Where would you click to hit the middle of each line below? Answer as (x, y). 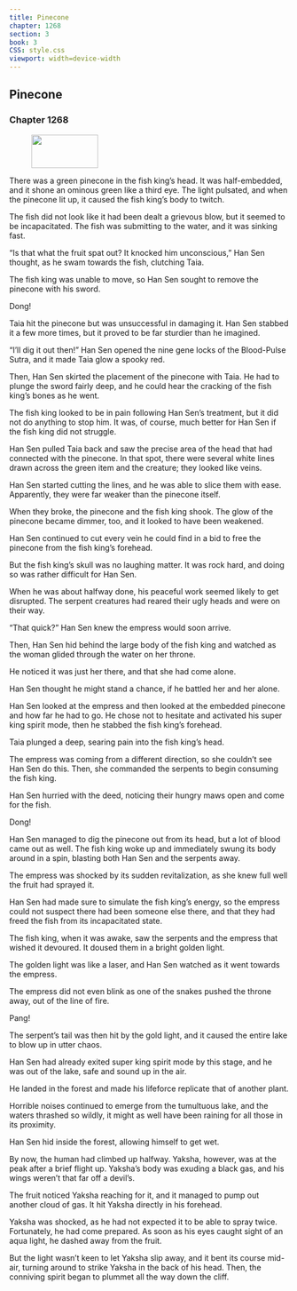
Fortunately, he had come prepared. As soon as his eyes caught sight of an (146, 1231)
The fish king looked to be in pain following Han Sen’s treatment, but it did (144, 412)
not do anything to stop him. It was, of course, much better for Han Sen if (143, 422)
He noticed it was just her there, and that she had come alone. (123, 671)
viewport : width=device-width (65, 59)
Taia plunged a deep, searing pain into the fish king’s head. (117, 742)
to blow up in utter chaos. (56, 1044)
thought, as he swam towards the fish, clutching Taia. (107, 262)
